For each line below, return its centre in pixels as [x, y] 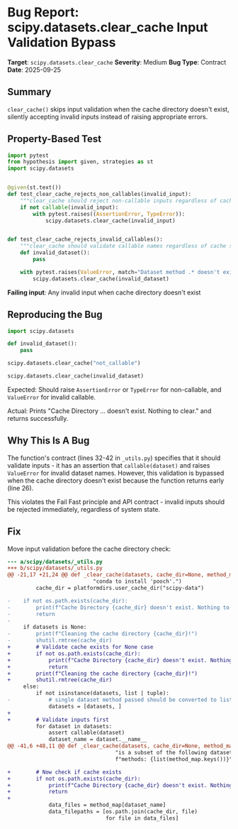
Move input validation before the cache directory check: [89, 549]
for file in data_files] [142, 818]
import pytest [28, 155]
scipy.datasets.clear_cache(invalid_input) [110, 221]
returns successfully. [38, 418]
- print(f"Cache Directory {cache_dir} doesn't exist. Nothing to [119, 608]
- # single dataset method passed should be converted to [112, 700]
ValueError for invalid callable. [52, 397]
